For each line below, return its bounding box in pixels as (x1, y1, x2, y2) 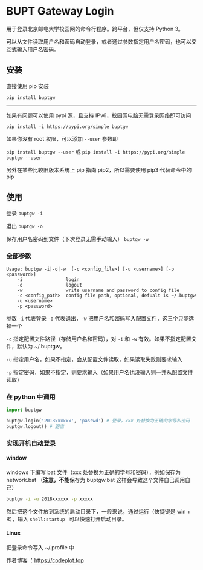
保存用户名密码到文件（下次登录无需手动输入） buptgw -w (6, 235, 149, 242)
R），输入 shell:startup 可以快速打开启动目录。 (6, 515, 128, 523)
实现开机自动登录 (6, 439, 56, 447)
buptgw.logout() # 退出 (6, 423, 65, 429)
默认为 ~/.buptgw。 (16, 342, 65, 350)
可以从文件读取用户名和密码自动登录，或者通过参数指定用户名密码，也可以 (6, 38, 192, 45)
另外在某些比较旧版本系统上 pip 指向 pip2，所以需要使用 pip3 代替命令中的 (6, 166, 192, 174)
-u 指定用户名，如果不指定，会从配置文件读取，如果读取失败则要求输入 (6, 355, 183, 362)
